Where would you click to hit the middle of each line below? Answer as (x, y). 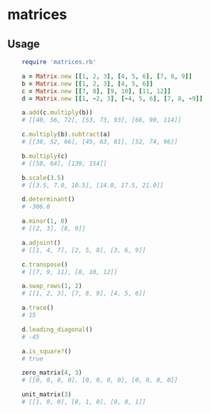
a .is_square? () (47, 351)
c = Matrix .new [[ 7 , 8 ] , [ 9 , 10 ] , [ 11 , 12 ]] (96, 91)
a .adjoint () (41, 243)
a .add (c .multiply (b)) (57, 113)
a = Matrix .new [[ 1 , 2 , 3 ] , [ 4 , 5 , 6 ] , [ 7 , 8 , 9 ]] (107, 76)
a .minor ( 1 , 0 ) (45, 221)
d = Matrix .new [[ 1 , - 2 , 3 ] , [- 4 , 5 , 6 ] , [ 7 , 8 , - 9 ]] (113, 98)
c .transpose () (45, 264)
